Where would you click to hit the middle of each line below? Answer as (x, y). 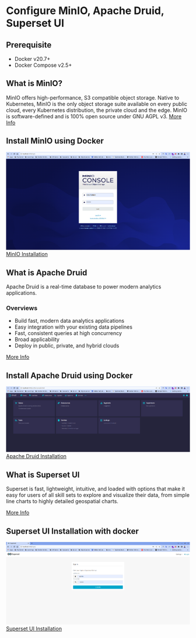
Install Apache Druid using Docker (69, 375)
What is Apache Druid (47, 273)
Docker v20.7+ (32, 59)
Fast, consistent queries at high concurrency (68, 333)
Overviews (22, 308)
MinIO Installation (27, 254)
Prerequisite (29, 45)
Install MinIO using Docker (55, 141)
